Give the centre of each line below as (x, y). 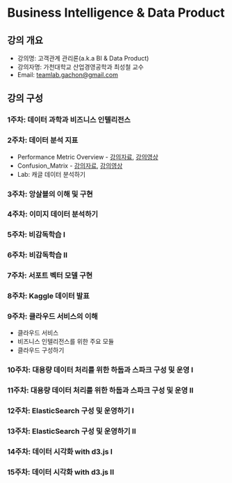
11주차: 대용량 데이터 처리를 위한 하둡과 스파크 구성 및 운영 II (100, 390)
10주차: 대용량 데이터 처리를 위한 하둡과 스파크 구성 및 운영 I (100, 370)
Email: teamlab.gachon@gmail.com (67, 75)
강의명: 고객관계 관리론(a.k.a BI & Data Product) (83, 58)
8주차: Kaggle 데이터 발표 (49, 296)
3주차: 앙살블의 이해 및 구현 (50, 194)
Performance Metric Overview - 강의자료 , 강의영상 (88, 157)
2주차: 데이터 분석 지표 (43, 141)
